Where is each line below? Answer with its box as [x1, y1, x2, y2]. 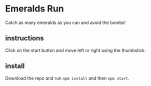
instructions [5, 34, 44, 42]
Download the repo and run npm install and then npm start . [5, 75, 129, 81]
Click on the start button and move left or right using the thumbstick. [5, 47, 146, 53]
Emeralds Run [5, 3, 64, 14]
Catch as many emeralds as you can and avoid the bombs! [5, 19, 126, 25]
